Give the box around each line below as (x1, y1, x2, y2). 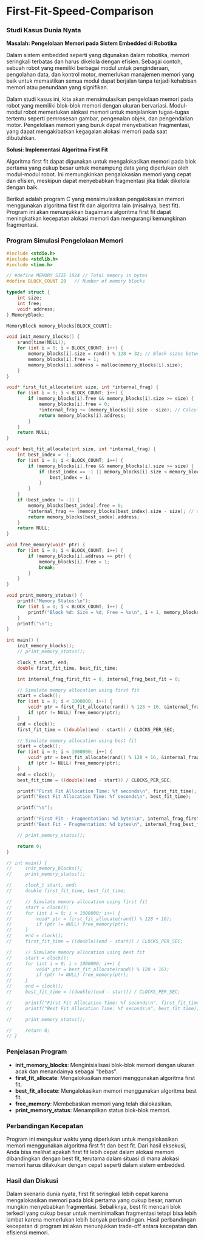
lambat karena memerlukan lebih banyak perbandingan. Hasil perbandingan (6, 1216, 196, 1223)
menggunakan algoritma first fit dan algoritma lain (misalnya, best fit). (6, 202, 180, 209)
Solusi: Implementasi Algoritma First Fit (6, 146, 108, 153)
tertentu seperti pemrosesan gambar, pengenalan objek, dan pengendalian (6, 115, 194, 122)
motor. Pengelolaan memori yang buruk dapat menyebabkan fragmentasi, (6, 122, 191, 129)
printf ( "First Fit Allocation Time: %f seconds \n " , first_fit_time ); (17, 788, 197, 794)
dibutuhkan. (6, 134, 36, 142)
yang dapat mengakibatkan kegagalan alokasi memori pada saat (6, 128, 168, 135)
